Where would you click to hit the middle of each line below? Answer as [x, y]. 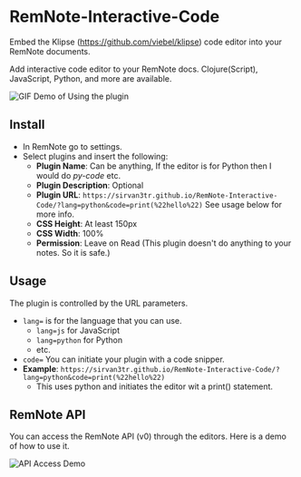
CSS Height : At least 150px [87, 223]
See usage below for [244, 204]
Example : [40, 368]
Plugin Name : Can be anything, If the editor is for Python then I [154, 166]
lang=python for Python [79, 340]
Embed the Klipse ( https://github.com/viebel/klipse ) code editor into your [146, 42]
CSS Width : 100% [70, 233]
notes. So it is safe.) [73, 252]
